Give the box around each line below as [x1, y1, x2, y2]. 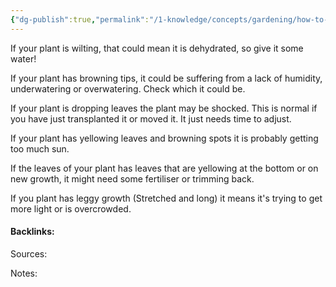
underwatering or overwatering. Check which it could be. [10, 82, 246, 95]
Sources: [10, 247, 48, 260]
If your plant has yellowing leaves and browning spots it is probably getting [10, 132, 319, 144]
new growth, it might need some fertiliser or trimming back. [10, 172, 255, 185]
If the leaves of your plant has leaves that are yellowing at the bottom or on [10, 162, 319, 174]
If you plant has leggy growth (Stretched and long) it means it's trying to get [10, 192, 323, 204]
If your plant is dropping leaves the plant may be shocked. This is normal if [10, 102, 318, 114]
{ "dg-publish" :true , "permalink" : [10, 14, 150, 25]
